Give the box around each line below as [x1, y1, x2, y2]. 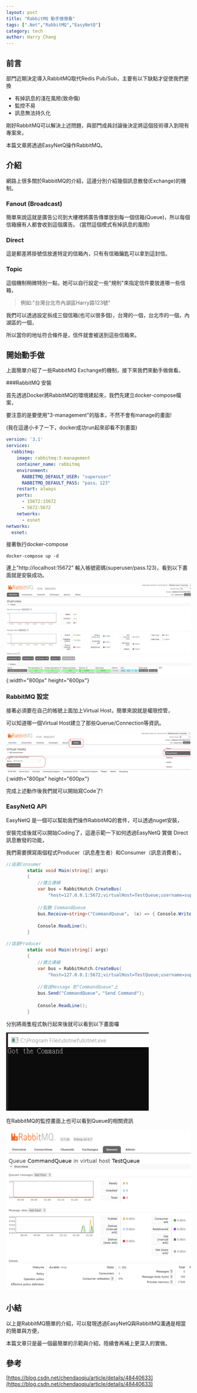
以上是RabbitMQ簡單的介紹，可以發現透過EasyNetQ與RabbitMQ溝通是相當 [6, 1320, 186, 1327]
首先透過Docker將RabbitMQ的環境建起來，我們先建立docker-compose [6, 392, 176, 399]
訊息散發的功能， [6, 836, 47, 843]
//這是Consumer [6, 861, 42, 867]
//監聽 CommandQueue [37, 904, 86, 910]
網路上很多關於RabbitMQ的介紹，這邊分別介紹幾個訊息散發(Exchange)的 [6, 177, 181, 184]
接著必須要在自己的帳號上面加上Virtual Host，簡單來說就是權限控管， [6, 707, 174, 714]
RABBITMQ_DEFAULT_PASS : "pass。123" [21, 480, 110, 486]
